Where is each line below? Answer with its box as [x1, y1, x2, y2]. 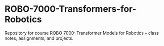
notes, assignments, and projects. [4, 35, 74, 41]
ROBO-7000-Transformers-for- [4, 3, 137, 15]
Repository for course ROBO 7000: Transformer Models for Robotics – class [4, 30, 159, 36]
